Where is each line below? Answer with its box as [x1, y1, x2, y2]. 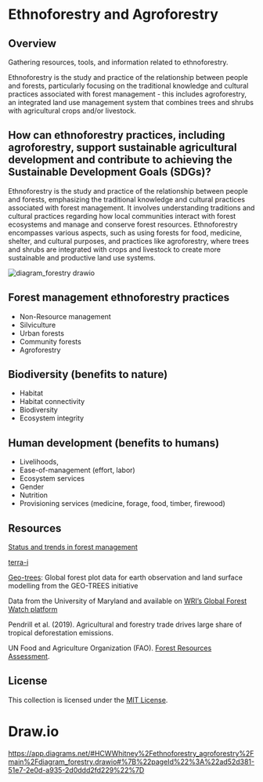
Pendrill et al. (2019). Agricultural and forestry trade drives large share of [8, 620, 243, 629]
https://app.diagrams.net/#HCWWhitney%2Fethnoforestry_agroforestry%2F [8, 748, 254, 758]
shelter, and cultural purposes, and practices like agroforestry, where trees [8, 236, 249, 246]
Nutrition [19, 490, 49, 500]
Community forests [19, 336, 82, 346]
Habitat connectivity [19, 397, 85, 406]
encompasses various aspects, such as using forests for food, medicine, [8, 227, 243, 237]
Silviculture [19, 320, 56, 329]
